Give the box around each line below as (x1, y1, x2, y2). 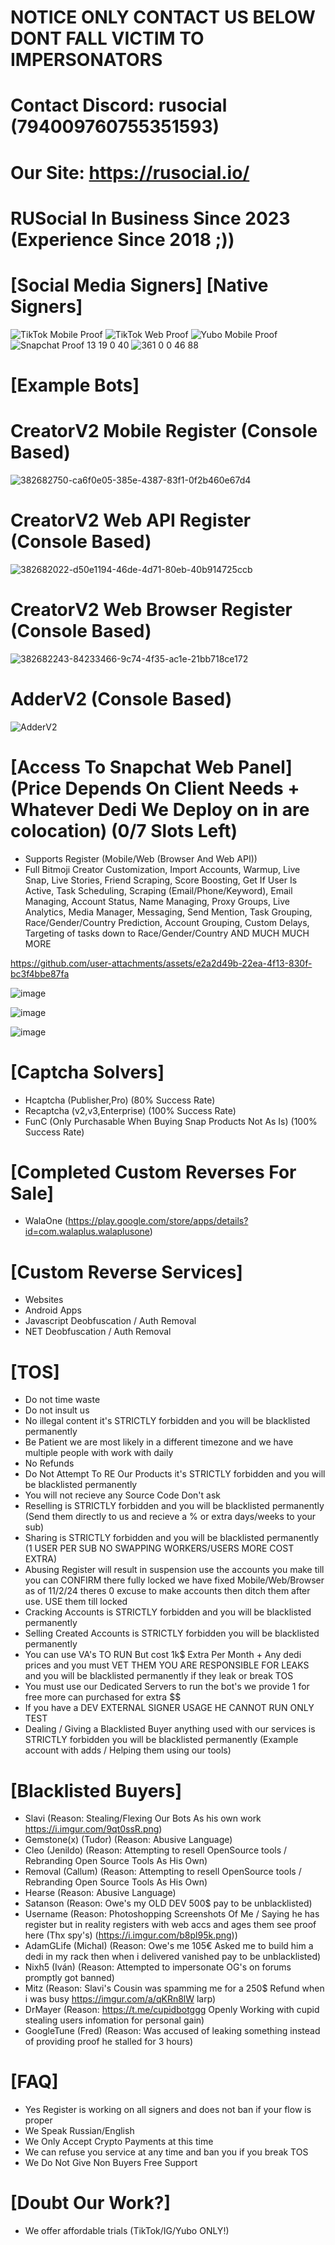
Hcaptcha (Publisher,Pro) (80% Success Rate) (24, 1094, 216, 1106)
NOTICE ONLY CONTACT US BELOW (10, 6, 316, 29)
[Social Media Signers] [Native (10, 274, 269, 296)
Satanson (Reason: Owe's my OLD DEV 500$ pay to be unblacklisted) (24, 1897, 313, 1910)
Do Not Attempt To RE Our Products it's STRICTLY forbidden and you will (24, 1468, 326, 1480)
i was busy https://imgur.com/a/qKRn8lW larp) (24, 1993, 217, 2005)
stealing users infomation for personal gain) (24, 2014, 205, 2026)
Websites (24, 1294, 64, 1306)
